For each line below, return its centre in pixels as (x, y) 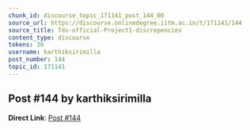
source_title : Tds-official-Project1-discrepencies (95, 30)
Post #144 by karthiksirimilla (80, 99)
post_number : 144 (37, 60)
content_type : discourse (49, 37)
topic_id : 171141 (37, 67)
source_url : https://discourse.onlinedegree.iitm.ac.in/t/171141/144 (125, 23)
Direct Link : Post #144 (45, 117)
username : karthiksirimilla (55, 52)
